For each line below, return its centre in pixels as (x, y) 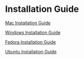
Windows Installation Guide (33, 32)
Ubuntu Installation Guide (31, 52)
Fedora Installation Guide (30, 42)
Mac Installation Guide (28, 23)
